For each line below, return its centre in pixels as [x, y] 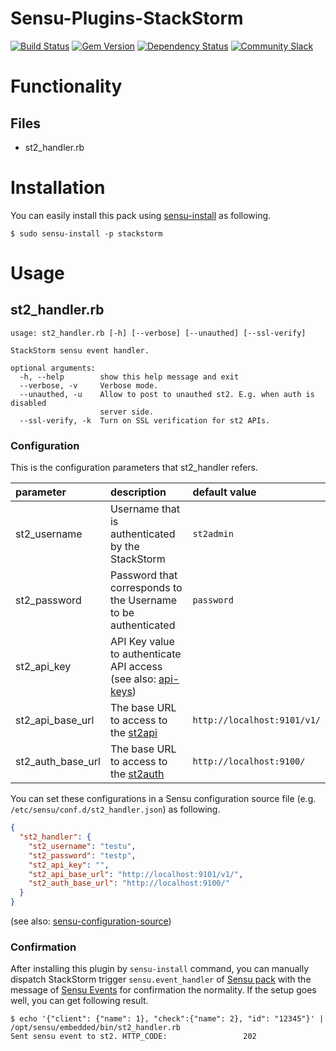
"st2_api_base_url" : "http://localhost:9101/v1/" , [136, 874]
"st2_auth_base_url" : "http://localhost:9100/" [129, 883]
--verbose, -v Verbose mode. [89, 385]
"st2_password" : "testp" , [82, 855]
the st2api [133, 733]
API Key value [142, 642]
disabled [28, 403]
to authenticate [145, 654]
